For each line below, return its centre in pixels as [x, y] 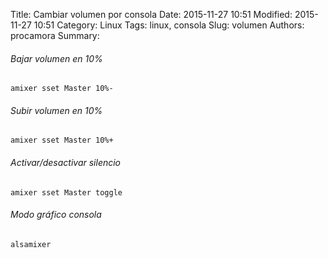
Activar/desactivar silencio [66, 162]
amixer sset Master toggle [66, 192]
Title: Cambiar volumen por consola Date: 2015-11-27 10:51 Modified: [151, 14]
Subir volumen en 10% [56, 110]
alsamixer [31, 244]
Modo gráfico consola [56, 215]
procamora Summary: [55, 35]
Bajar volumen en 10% [56, 58]
